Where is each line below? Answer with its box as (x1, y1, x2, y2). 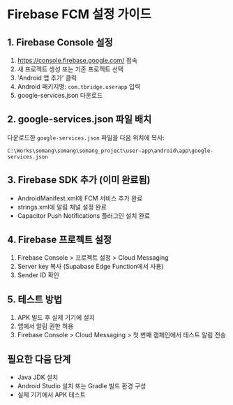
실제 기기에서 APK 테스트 (17, 390, 86, 399)
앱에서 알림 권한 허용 (17, 322, 74, 330)
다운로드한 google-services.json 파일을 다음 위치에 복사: (7, 133, 165, 142)
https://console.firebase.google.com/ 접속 (17, 57, 138, 64)
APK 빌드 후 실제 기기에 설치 (17, 314, 96, 322)
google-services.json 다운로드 (17, 91, 103, 99)
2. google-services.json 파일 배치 (7, 113, 152, 126)
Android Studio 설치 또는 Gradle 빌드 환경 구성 (17, 382, 146, 390)
